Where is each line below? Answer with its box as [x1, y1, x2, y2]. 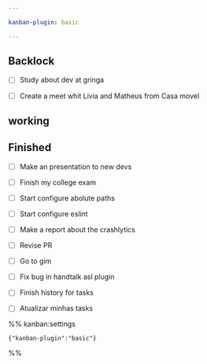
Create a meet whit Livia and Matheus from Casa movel [19, 91, 200, 101]
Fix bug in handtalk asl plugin [19, 272, 115, 281]
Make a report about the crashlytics [19, 225, 136, 234]
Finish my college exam [19, 178, 97, 187]
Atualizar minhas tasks [19, 303, 93, 313]
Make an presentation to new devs [19, 162, 132, 171]
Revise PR [19, 241, 53, 250]
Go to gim [19, 256, 52, 266]
